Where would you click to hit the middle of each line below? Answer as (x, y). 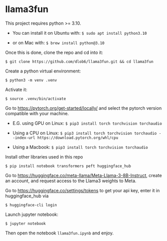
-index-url (24, 138)
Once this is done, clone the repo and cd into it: (54, 52)
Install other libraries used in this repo (44, 156)
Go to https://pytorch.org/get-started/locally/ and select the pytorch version (83, 108)
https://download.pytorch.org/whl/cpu (78, 138)
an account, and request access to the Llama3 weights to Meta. (71, 181)
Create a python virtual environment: (43, 71)
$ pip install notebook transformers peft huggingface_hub (68, 166)
